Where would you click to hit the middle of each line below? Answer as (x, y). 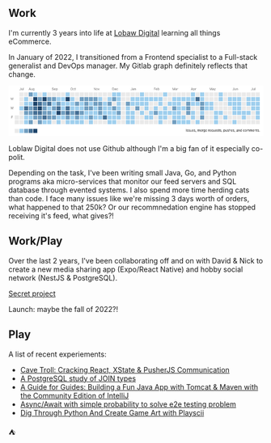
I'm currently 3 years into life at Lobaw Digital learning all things (114, 32)
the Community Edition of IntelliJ (74, 395)
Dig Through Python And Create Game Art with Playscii (112, 412)
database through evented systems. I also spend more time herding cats (129, 190)
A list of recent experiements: (57, 354)
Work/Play (36, 241)
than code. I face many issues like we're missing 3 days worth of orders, (129, 198)
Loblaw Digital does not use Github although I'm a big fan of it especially (129, 148)
